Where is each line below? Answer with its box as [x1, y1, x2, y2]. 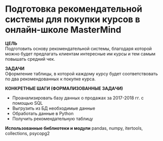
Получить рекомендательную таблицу [12, 116, 93, 121]
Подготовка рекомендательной [5, 3, 142, 15]
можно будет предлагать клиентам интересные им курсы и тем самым [5, 50, 156, 57]
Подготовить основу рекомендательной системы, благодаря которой [5, 46, 152, 51]
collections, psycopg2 [5, 130, 50, 136]
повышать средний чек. [5, 56, 55, 62]
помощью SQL [12, 100, 43, 106]
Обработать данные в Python [12, 110, 74, 116]
